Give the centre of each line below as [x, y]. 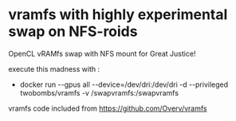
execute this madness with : [54, 68]
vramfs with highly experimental [118, 15]
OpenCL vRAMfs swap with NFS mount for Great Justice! [102, 53]
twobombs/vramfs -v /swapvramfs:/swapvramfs [99, 92]
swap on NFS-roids [73, 31]
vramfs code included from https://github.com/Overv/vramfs [108, 108]
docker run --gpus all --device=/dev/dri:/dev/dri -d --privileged [124, 84]
